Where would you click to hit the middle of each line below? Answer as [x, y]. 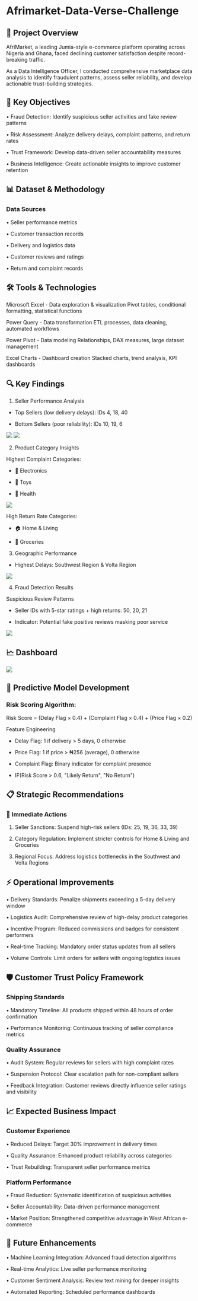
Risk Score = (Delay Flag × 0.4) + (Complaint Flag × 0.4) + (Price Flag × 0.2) [99, 718]
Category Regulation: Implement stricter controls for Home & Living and [102, 839]
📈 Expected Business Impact [61, 1111]
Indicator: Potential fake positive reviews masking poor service [91, 622]
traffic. [37, 60]
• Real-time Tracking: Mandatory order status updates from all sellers [91, 946]
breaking [17, 60]
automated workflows [33, 329]
